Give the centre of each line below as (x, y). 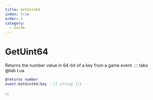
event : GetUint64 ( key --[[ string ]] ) (44, 84)
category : (15, 23)
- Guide (17, 28)
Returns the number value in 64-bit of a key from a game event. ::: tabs (76, 65)
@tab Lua (15, 71)
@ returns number (22, 80)
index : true (17, 14)
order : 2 (14, 19)
